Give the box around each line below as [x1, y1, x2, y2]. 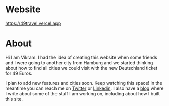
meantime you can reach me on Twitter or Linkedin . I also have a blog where [5, 85, 164, 91]
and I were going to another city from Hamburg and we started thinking [5, 59, 153, 66]
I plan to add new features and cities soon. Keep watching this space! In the [5, 80, 162, 86]
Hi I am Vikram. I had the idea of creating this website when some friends [5, 54, 157, 60]
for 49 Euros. [5, 70, 33, 76]
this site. [5, 96, 23, 102]
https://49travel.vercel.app [5, 20, 61, 26]
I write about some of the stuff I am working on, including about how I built [5, 90, 160, 96]
